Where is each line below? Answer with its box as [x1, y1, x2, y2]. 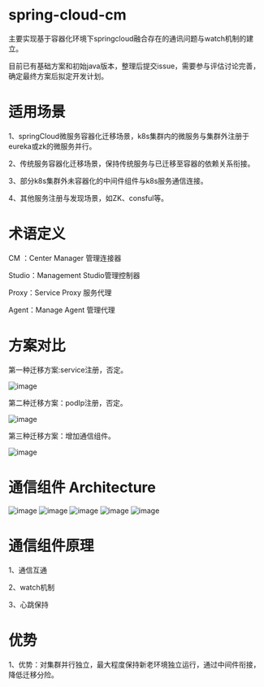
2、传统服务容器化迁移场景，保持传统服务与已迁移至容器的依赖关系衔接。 [8, 159, 255, 168]
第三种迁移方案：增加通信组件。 [8, 431, 115, 441]
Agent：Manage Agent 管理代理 [8, 305, 115, 315]
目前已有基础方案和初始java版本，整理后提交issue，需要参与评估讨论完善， [8, 61, 261, 71]
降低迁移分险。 [8, 669, 58, 680]
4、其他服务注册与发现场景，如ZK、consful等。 [8, 193, 169, 202]
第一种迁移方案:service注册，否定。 [8, 364, 128, 375]
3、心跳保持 [8, 599, 49, 609]
